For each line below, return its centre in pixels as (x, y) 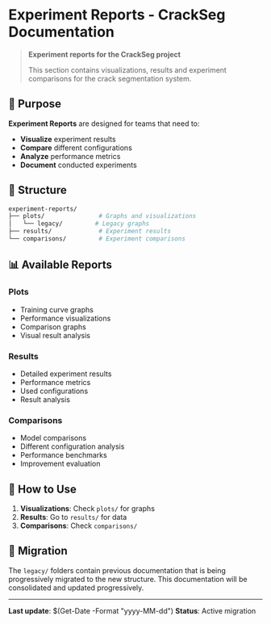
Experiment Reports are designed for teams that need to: (104, 124)
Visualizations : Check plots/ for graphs (88, 509)
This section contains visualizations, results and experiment (127, 69)
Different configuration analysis (72, 446)
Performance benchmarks (63, 455)
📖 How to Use (42, 489)
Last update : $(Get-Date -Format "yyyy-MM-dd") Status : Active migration (132, 610)
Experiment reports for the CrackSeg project (104, 54)
